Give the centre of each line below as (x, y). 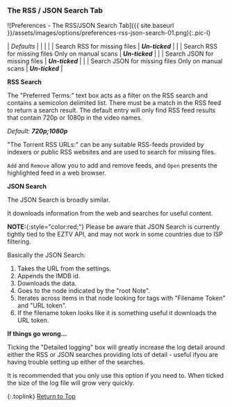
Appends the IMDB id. (49, 276)
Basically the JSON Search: (47, 255)
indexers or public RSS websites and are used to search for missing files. (111, 152)
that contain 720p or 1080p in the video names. (75, 118)
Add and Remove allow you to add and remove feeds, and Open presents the (112, 166)
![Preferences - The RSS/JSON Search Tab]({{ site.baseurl (91, 26)
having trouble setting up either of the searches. (76, 362)
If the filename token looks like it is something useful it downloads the (117, 313)
